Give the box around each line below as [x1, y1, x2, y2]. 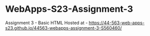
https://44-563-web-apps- [88, 20, 144, 26]
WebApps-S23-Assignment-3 [5, 3, 133, 15]
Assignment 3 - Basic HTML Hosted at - [5, 20, 88, 26]
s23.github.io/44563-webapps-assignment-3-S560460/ [5, 25, 122, 31]
